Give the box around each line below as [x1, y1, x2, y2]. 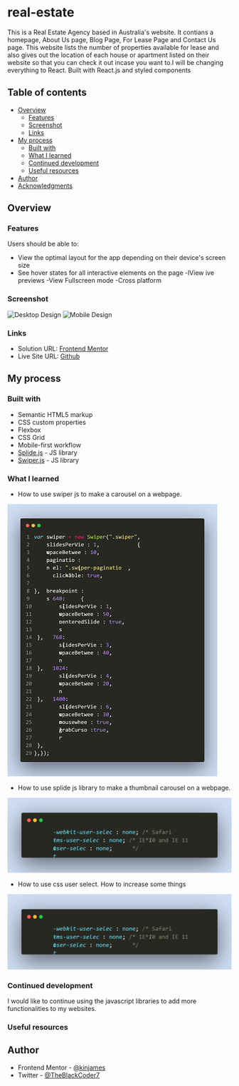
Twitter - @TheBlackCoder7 [17, 1070, 100, 1079]
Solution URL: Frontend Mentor [17, 344, 109, 353]
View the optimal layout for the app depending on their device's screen [17, 253, 226, 262]
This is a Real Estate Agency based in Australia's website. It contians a [7, 28, 214, 36]
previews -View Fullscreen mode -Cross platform [17, 276, 162, 285]
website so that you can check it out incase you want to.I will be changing [7, 58, 224, 66]
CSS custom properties [17, 418, 87, 426]
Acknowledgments [17, 181, 73, 190]
